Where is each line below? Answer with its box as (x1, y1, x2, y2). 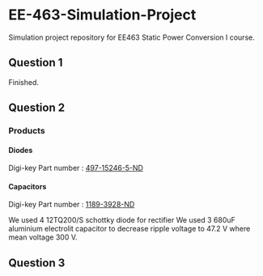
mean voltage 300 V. (8, 232, 78, 242)
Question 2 (8, 101, 66, 115)
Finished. (8, 77, 39, 87)
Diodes (8, 145, 33, 155)
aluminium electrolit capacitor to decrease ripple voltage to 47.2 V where (8, 224, 251, 234)
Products (8, 125, 46, 137)
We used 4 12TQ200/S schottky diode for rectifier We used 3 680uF (8, 215, 236, 225)
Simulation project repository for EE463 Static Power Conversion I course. (8, 32, 255, 42)
